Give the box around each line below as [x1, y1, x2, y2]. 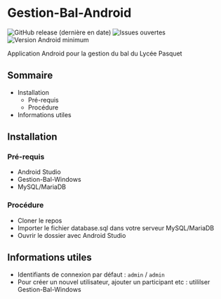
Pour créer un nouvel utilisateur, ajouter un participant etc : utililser [17, 277, 210, 286]
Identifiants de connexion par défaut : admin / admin [17, 270, 165, 279]
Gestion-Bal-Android [7, 5, 132, 21]
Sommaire [7, 69, 53, 81]
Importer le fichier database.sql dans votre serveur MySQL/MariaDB [17, 223, 215, 232]
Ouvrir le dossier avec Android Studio [17, 231, 126, 239]
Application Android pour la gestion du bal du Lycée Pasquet [7, 49, 182, 58]
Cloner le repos [17, 216, 62, 225]
